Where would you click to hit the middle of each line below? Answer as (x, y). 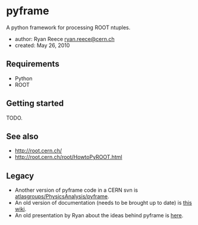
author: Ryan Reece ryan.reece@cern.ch (65, 39)
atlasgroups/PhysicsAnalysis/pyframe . (62, 196)
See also (22, 136)
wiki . (21, 209)
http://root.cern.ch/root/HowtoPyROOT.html (68, 157)
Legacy (20, 176)
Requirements (33, 64)
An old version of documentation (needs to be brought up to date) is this (103, 203)
